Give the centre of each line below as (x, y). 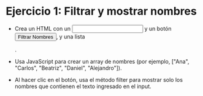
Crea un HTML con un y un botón (93, 28)
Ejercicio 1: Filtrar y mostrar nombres (101, 11)
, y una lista (71, 36)
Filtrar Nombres (35, 37)
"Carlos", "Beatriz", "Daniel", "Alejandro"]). (68, 68)
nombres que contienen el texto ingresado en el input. (83, 86)
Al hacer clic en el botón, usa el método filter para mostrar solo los (99, 79)
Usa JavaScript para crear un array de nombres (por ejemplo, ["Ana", (102, 61)
